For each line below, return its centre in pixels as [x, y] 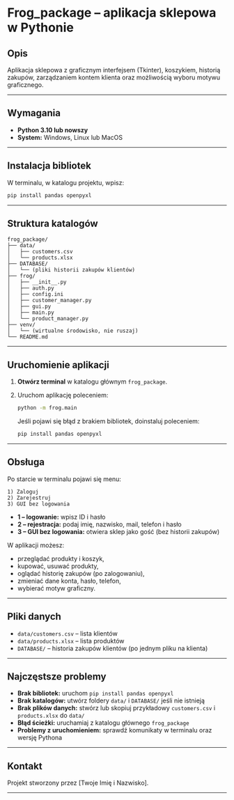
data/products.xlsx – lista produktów [71, 641]
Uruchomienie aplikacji [58, 364]
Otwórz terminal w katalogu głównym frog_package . [92, 382]
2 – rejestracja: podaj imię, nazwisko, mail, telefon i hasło [100, 524]
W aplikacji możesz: [36, 545]
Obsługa [26, 462]
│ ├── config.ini [36, 295]
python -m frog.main [47, 408]
